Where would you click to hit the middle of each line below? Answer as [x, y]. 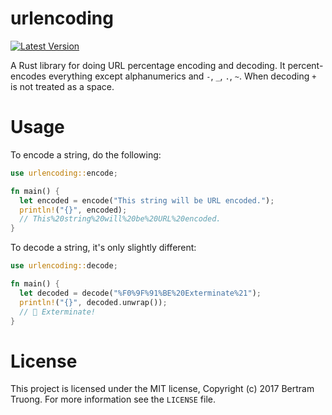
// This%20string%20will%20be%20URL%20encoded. [120, 219]
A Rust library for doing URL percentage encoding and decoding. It [148, 65]
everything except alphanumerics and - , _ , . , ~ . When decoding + [182, 76]
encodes [28, 76]
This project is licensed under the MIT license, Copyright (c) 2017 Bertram [162, 389]
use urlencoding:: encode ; [64, 173]
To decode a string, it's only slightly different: [103, 248]
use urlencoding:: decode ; [64, 266]
